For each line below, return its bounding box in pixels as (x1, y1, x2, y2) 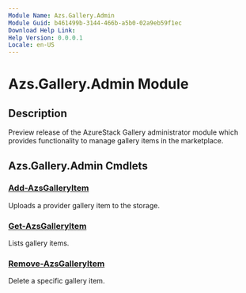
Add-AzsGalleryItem (8, 183, 89, 194)
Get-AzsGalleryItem (8, 220, 87, 231)
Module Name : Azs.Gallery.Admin (8, 11, 115, 20)
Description (8, 106, 67, 120)
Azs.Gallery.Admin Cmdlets (8, 159, 148, 173)
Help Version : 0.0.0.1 (8, 33, 83, 42)
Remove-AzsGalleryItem (8, 258, 105, 269)
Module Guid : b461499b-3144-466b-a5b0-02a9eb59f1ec (8, 19, 182, 27)
